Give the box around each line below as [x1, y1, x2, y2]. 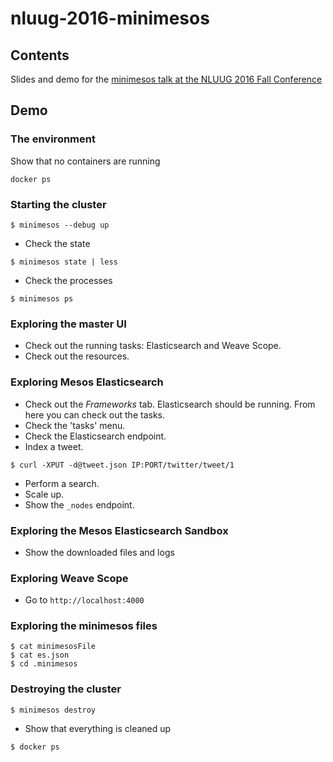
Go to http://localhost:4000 [24, 594, 145, 606]
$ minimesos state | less [10, 257, 118, 267]
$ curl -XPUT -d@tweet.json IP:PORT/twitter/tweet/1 [10, 460, 235, 470]
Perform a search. [24, 477, 100, 489]
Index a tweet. [24, 440, 84, 452]
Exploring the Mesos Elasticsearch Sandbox [10, 523, 229, 537]
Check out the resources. [24, 350, 130, 362]
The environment [10, 132, 96, 146]
